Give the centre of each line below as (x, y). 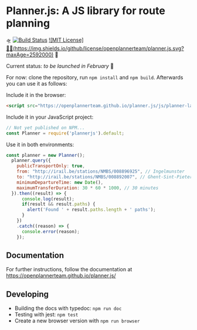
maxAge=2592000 (29, 55)
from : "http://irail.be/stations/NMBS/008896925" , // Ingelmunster (101, 171)
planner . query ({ (31, 161)
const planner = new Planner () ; (45, 155)
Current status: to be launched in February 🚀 (60, 66)
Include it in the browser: (36, 95)
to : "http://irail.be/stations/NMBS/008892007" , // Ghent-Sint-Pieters (106, 177)
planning (28, 23)
